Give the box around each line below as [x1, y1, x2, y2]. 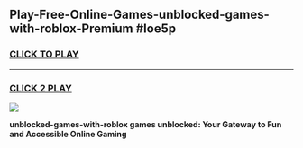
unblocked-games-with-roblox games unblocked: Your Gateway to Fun [9, 118, 282, 129]
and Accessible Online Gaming [9, 128, 127, 139]
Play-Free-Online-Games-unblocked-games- [9, 7, 271, 22]
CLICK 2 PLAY [9, 82, 72, 94]
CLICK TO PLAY [9, 48, 79, 61]
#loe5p [135, 22, 177, 37]
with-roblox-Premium [9, 22, 133, 37]
